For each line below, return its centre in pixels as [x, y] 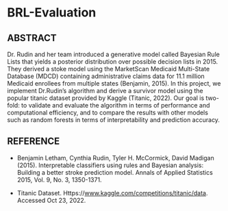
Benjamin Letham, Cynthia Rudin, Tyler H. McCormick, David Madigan [115, 158]
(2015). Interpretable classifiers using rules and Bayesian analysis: [110, 165]
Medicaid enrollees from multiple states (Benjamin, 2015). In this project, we [114, 83]
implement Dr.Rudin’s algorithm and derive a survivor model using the [105, 91]
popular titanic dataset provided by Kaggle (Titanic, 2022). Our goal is [106, 98]
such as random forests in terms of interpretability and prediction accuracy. [114, 120]
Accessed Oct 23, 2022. [51, 200]
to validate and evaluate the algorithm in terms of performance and [116, 105]
